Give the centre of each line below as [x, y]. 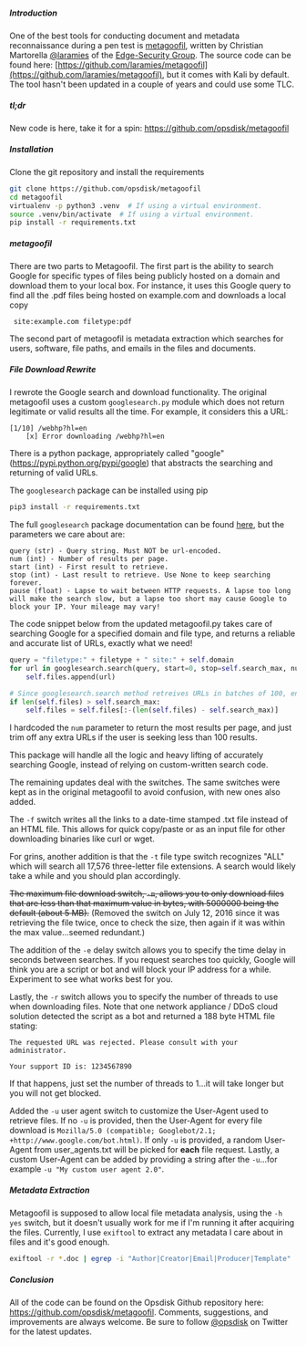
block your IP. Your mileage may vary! [85, 607]
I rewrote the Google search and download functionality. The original [138, 392]
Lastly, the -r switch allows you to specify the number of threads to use [144, 997]
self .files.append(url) [71, 677]
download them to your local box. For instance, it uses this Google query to [150, 286]
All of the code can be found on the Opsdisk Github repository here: [137, 1303]
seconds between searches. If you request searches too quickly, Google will [153, 960]
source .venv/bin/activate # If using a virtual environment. [132, 214]
